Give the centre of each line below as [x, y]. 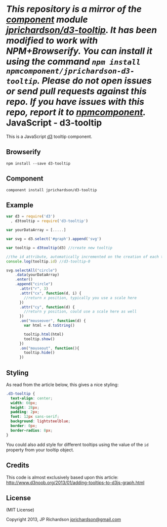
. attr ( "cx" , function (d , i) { [50, 293]
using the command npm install [73, 62]
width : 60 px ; [24, 403]
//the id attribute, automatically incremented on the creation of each [83, 257]
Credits [18, 465]
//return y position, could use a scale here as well [80, 312]
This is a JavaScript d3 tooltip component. [49, 136]
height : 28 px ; [25, 407]
